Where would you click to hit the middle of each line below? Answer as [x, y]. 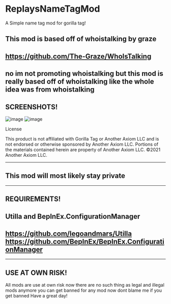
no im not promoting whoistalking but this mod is [84, 74]
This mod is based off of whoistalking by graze [81, 39]
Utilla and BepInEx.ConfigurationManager [73, 216]
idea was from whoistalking [50, 90]
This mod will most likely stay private [65, 176]
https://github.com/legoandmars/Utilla [69, 233]
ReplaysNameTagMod [53, 9]
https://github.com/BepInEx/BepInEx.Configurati [85, 242]
